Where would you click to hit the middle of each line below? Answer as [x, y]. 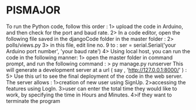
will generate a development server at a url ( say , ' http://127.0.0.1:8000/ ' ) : [97, 70]
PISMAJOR [33, 10]
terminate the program [33, 101]
